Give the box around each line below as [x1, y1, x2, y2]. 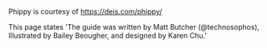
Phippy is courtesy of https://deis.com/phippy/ [8, 7, 162, 16]
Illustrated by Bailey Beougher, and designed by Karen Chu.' [8, 31, 207, 40]
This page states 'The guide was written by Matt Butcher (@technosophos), [8, 22, 260, 31]
